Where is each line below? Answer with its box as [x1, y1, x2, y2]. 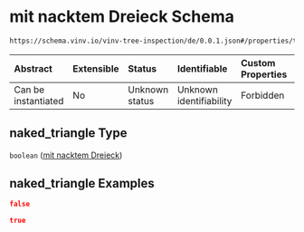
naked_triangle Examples [9, 176, 156, 191]
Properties [241, 68, 288, 81]
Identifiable [176, 62, 228, 74]
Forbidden [241, 89, 285, 101]
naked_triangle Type [9, 125, 128, 141]
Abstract [14, 62, 52, 74]
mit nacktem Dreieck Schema [9, 6, 235, 27]
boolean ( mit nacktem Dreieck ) [9, 150, 123, 160]
